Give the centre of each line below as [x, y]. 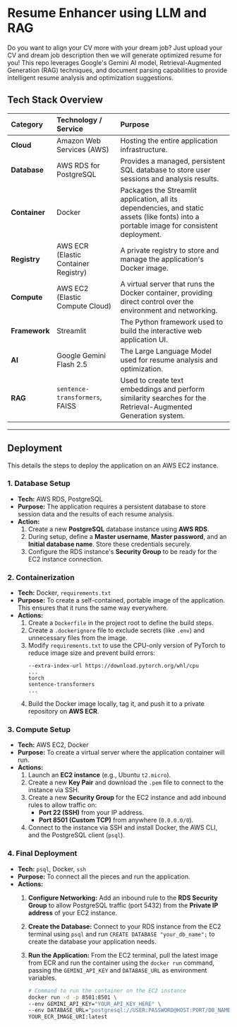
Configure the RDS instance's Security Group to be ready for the [122, 551]
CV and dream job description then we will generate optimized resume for [115, 55]
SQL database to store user [165, 170]
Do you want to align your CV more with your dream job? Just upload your [115, 47]
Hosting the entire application [169, 141]
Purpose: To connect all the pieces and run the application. [104, 876]
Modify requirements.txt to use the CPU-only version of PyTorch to [127, 646]
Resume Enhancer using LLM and [107, 13]
